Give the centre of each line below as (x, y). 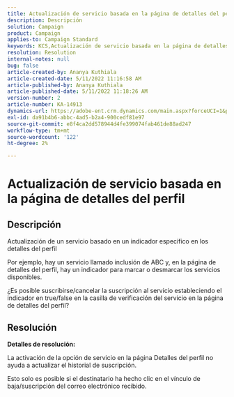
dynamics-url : (28, 111)
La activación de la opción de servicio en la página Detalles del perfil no (110, 357)
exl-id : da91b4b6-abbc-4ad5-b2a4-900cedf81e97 (76, 117)
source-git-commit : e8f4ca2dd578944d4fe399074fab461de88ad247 (99, 124)
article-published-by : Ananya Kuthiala (65, 85)
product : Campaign (34, 33)
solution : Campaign (36, 27)
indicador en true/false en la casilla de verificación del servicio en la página (116, 298)
